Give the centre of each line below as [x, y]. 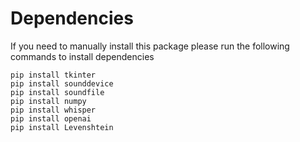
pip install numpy [48, 101]
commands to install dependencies [82, 56]
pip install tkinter [53, 75]
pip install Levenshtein [62, 127]
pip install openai [51, 118]
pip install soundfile [57, 92]
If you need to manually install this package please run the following [150, 46]
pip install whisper [53, 110]
